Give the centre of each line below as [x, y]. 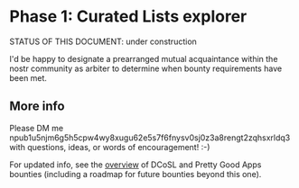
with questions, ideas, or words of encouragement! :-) [110, 147]
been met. [28, 77]
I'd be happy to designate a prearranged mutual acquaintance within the [144, 58]
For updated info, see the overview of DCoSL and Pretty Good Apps [135, 165]
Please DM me [37, 128]
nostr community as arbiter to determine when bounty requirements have [146, 68]
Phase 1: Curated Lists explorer [128, 17]
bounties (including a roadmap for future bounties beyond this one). [135, 174]
